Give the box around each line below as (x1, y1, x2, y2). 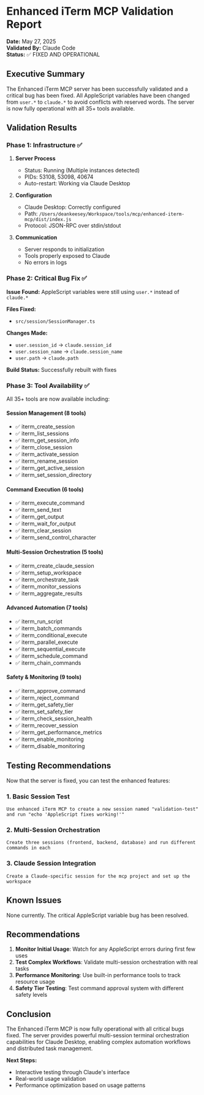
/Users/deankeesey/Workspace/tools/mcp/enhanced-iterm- (39, 211, 185, 217)
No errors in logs (24, 259, 67, 266)
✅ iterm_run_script (15, 617, 62, 625)
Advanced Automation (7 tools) (6, 604, 88, 611)
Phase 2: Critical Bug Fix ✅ (6, 274, 88, 283)
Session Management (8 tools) (6, 409, 86, 417)
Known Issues (6, 895, 62, 906)
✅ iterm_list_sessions (15, 430, 69, 437)
